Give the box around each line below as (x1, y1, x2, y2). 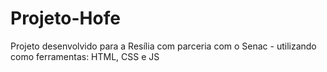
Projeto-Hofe (10, 7, 121, 30)
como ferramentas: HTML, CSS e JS (10, 50, 160, 62)
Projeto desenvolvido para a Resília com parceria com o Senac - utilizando (10, 40, 317, 52)
